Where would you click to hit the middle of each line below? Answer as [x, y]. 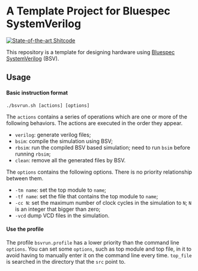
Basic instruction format [37, 93]
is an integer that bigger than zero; [58, 209]
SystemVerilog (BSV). [33, 58]
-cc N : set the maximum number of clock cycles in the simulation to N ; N [103, 202]
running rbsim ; [33, 154]
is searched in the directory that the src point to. [66, 261]
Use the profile [25, 229]
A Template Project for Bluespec [88, 11]
